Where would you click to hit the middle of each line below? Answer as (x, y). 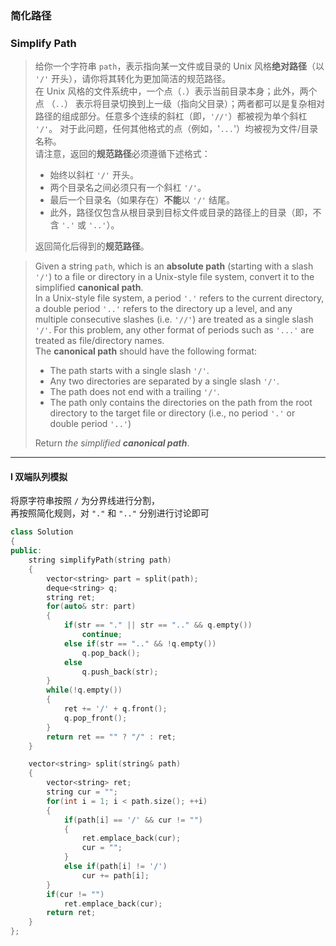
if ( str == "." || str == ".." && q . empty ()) (158, 625)
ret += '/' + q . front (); (115, 709)
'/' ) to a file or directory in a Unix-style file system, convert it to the (174, 277)
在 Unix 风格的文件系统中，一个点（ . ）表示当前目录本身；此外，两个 (176, 91)
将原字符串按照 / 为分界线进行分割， (85, 501)
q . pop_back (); (111, 653)
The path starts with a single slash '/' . (129, 371)
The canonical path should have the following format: (146, 351)
